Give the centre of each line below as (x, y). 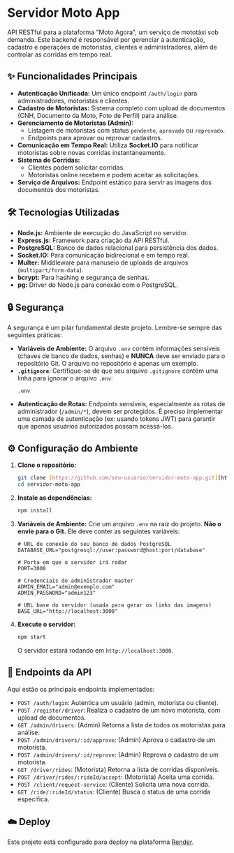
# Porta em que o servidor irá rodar (72, 562)
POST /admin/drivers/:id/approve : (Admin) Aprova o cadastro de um (116, 740)
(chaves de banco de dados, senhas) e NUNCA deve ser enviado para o (121, 356)
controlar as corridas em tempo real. (60, 54)
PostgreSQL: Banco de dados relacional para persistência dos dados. (118, 247)
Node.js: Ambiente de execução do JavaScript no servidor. (103, 232)
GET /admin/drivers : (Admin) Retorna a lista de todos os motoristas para (121, 725)
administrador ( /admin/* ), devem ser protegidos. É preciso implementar (120, 411)
